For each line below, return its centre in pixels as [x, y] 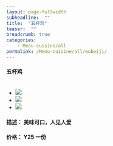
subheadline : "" [28, 18]
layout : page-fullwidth [36, 12]
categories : [21, 40]
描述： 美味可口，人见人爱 [39, 122]
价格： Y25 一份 [26, 137]
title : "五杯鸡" [27, 23]
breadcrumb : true [28, 35]
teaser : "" [21, 29]
